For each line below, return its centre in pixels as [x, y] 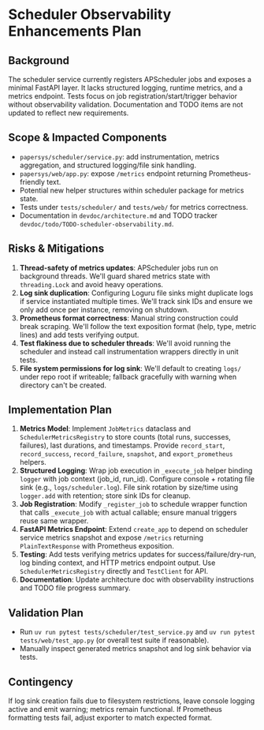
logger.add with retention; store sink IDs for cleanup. [105, 496]
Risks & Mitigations [56, 249]
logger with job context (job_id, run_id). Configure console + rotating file [137, 479]
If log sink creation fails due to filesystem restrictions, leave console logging [132, 701]
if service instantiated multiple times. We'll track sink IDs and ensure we [136, 301]
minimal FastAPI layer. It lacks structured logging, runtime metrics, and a [125, 88]
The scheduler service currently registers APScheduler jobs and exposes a [130, 79]
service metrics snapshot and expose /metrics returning [111, 537]
